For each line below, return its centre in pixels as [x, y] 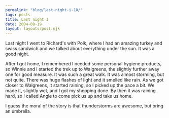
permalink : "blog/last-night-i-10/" [44, 10]
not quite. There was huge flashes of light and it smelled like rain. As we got [84, 80]
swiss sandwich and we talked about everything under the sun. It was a [80, 49]
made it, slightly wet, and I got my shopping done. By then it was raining [80, 91]
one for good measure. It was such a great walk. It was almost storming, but [85, 74]
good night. [17, 54]
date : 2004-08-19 [24, 24]
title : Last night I [27, 19]
